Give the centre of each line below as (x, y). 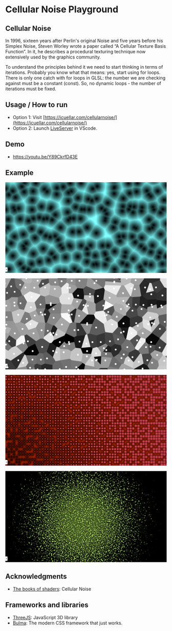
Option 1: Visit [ (29, 117)
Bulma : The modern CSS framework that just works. (68, 623)
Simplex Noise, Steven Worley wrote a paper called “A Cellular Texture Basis (86, 46)
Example (19, 173)
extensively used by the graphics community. (53, 57)
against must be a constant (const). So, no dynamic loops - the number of (83, 83)
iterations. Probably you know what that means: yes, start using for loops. (83, 72)
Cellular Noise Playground (62, 9)
